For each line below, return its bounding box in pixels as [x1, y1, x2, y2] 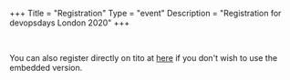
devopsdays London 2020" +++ [9, 17, 130, 28]
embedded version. [9, 63, 83, 73]
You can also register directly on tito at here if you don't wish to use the [9, 53, 278, 63]
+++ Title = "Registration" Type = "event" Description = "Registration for [9, 8, 282, 18]
